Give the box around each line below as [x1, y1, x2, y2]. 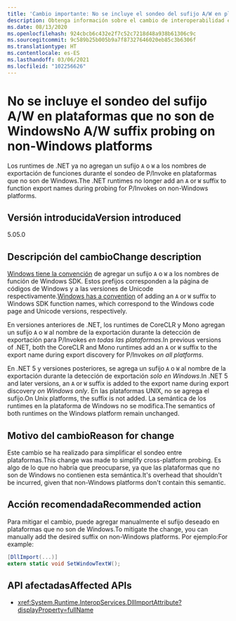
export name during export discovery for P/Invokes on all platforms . [7, 350, 204, 359]
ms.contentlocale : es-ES [7, 50, 80, 57]
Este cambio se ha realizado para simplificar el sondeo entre [7, 448, 183, 457]
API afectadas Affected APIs [7, 579, 132, 591]
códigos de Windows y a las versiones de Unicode [7, 285, 154, 293]
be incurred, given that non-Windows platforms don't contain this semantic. [7, 479, 226, 486]
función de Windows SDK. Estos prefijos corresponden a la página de [7, 277, 209, 285]
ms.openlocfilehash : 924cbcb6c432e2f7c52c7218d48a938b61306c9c [7, 30, 197, 37]
